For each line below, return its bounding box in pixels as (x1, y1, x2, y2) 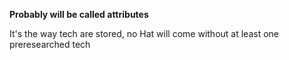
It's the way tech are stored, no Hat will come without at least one (9, 28, 280, 39)
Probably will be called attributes (9, 9, 149, 20)
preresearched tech (9, 39, 91, 50)
